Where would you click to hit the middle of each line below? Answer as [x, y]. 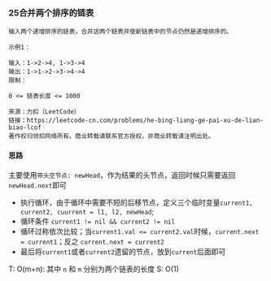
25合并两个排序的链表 [51, 12]
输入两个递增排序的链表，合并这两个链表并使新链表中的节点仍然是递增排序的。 [120, 32]
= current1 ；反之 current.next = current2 [92, 241]
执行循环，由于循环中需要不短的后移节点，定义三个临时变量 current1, [137, 202]
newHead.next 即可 [37, 185]
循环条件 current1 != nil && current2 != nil [98, 221]
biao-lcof [25, 128]
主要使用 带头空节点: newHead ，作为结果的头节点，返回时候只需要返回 [122, 175]
